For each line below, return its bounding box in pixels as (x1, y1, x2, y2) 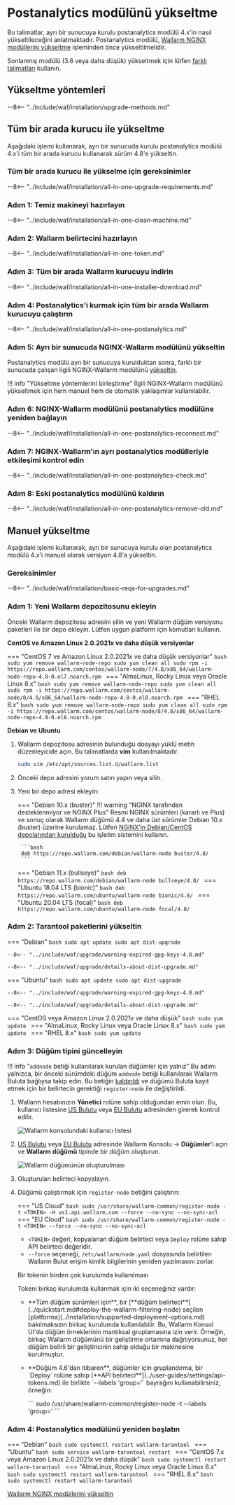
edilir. (17, 1113, 34, 1121)
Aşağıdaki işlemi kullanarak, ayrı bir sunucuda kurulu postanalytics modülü (7, 141, 222, 150)
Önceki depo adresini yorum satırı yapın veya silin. (17, 773, 163, 782)
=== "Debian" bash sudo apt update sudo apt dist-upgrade (7, 937, 180, 946)
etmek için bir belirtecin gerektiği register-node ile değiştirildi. (7, 1084, 186, 1093)
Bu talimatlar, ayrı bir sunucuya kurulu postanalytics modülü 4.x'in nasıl (7, 28, 212, 36)
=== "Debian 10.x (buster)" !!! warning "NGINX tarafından (17, 800, 183, 809)
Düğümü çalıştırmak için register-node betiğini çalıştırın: (17, 1188, 180, 1197)
